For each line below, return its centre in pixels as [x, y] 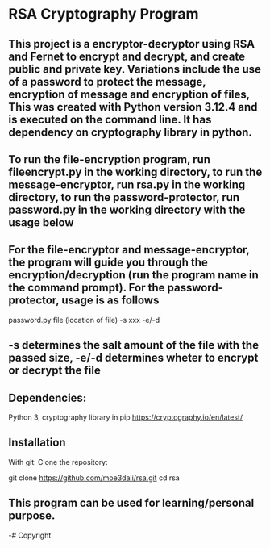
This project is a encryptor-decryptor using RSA [132, 44]
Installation [37, 443]
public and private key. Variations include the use [135, 69]
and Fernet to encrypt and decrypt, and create [127, 56]
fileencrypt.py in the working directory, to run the [135, 172]
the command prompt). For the [87, 288]
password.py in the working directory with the [127, 209]
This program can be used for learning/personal [131, 503]
